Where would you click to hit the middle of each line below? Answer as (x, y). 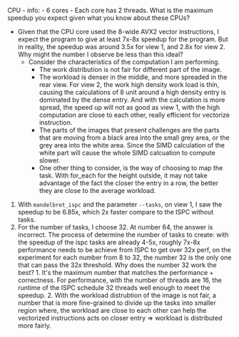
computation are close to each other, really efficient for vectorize (134, 115)
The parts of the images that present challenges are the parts (129, 130)
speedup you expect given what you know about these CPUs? (99, 18)
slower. (50, 160)
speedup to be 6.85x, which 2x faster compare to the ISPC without (116, 212)
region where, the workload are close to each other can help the (112, 310)
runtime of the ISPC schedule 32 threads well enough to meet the (114, 287)
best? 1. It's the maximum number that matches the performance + (116, 273)
